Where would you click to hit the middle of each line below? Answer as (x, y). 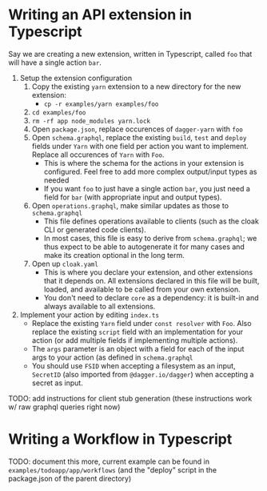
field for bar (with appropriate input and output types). (133, 197)
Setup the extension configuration (76, 78)
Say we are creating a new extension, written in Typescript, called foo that (130, 54)
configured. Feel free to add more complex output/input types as (150, 171)
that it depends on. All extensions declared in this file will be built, (151, 280)
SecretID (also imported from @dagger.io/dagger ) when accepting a (143, 374)
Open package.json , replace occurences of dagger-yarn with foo (137, 129)
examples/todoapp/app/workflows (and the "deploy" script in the (113, 469)
